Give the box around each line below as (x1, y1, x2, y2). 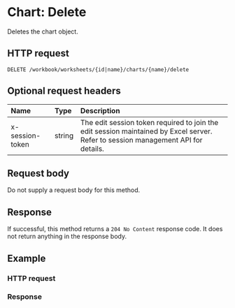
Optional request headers (7, 85, 121, 97)
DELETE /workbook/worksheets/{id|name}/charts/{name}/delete (7, 66, 190, 73)
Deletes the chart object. (7, 27, 78, 36)
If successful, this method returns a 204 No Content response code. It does (7, 225, 223, 233)
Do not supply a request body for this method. (7, 186, 141, 194)
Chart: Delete (7, 4, 87, 20)
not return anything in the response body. (7, 232, 127, 241)
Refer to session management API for (80, 135, 203, 145)
